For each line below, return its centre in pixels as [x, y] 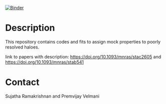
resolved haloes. [22, 47]
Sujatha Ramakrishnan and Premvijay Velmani [52, 96]
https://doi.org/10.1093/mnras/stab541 [45, 62]
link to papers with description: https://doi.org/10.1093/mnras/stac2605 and [83, 56]
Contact [22, 82]
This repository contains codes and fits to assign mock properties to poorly [83, 41]
